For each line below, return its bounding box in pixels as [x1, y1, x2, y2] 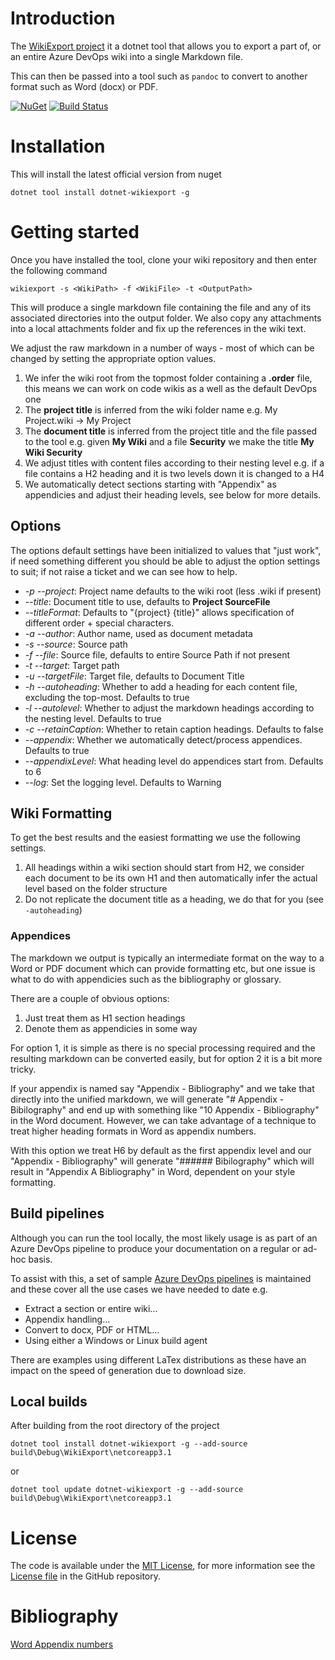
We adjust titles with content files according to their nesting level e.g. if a [24, 457, 325, 469]
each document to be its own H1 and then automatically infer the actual [24, 872, 318, 884]
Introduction [10, 7, 116, 30]
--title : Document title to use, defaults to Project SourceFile [24, 595, 271, 607]
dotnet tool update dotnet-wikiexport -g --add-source [10, 1485, 244, 1495]
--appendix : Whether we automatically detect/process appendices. [24, 733, 303, 746]
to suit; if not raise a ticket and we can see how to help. [10, 565, 238, 577]
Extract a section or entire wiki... [24, 1302, 158, 1314]
